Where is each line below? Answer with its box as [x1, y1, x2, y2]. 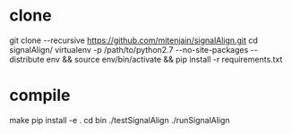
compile [9, 86, 71, 105]
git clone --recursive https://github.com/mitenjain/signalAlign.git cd [9, 35, 258, 46]
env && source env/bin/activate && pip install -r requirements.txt [46, 54, 283, 64]
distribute [9, 54, 45, 64]
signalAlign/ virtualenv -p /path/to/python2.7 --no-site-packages [9, 44, 249, 54]
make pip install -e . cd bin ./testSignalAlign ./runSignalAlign [9, 114, 230, 125]
